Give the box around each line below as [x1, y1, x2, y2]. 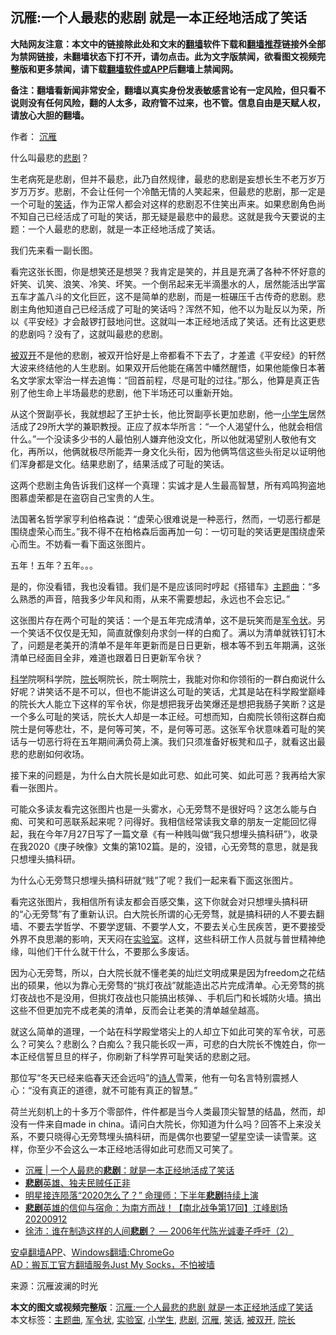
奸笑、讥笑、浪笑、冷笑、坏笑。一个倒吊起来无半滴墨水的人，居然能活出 [10, 278, 308, 290]
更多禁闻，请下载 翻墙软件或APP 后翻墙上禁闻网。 [36, 63, 239, 75]
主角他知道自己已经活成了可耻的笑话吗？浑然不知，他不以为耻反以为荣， [18, 303, 317, 315]
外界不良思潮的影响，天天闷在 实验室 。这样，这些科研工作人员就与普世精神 [10, 933, 317, 945]
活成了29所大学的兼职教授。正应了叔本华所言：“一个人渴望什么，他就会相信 [10, 420, 323, 432]
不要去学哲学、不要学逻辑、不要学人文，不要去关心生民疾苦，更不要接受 [27, 920, 326, 932]
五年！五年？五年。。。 [10, 559, 98, 571]
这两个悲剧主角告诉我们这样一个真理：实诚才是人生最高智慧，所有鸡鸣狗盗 [10, 479, 317, 491]
